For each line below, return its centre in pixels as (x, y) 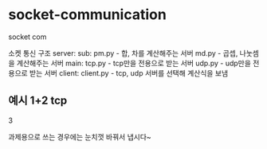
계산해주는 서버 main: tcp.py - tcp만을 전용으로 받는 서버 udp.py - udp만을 (133, 63)
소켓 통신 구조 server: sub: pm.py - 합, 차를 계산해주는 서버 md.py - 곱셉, (123, 53)
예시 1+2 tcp (38, 101)
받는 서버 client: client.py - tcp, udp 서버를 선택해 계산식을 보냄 (129, 73)
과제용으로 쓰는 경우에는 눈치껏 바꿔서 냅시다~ (80, 136)
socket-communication (88, 15)
